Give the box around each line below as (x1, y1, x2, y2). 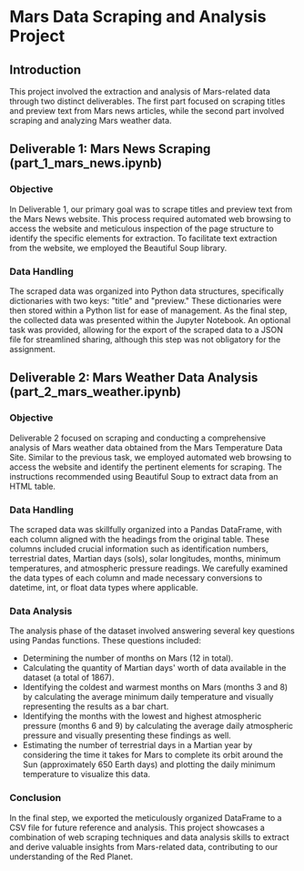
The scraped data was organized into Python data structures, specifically (9, 285, 284, 297)
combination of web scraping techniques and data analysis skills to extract (9, 831, 289, 843)
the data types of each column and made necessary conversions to (9, 572, 263, 583)
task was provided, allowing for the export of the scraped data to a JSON (9, 324, 284, 335)
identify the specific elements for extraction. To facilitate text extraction (9, 232, 278, 243)
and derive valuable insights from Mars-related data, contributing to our (9, 841, 279, 852)
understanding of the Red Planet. (9, 851, 134, 862)
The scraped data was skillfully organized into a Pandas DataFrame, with (9, 523, 282, 534)
